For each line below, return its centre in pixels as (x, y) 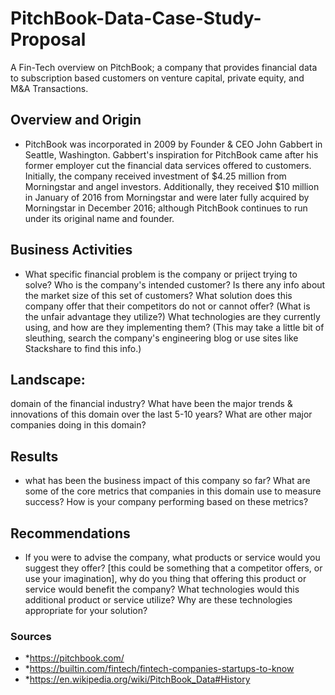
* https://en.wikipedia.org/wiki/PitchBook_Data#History (137, 679)
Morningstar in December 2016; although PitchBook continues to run (166, 208)
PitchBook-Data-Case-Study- (136, 18)
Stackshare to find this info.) (83, 348)
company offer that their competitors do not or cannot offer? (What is (167, 306)
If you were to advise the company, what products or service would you (172, 557)
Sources (31, 636)
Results (34, 456)
